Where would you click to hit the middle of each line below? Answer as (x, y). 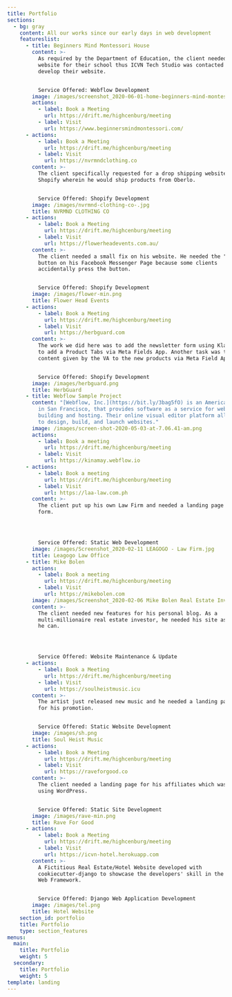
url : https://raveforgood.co (86, 772)
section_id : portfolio (52, 918)
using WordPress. (63, 791)
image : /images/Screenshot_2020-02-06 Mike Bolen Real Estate (123, 600)
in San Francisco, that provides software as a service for (126, 409)
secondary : (29, 963)
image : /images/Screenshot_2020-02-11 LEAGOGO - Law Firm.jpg (123, 549)
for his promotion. (66, 708)
